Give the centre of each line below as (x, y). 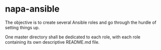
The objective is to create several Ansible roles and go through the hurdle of (81, 22)
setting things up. (22, 27)
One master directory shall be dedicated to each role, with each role (73, 37)
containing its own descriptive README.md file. (52, 42)
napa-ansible (32, 9)
